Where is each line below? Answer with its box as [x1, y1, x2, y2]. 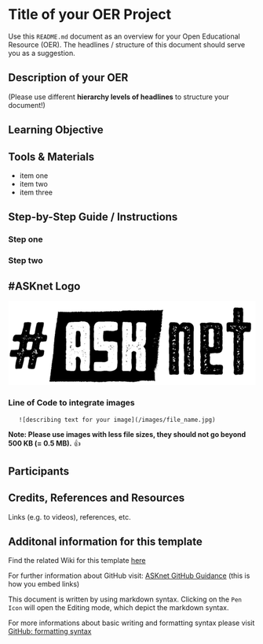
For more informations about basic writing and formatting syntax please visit [8, 618, 255, 627]
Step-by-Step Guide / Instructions [8, 210, 178, 224]
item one [19, 171, 49, 180]
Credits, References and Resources [8, 491, 185, 505]
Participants [8, 464, 69, 478]
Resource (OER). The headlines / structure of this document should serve [8, 39, 246, 49]
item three [19, 187, 53, 197]
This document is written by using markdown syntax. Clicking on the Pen [8, 594, 242, 604]
